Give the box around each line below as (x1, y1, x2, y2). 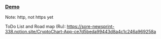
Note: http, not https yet (5, 14, 54, 20)
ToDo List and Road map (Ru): (5, 24, 66, 29)
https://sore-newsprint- (66, 24, 115, 29)
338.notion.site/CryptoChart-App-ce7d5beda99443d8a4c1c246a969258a (5, 29, 156, 35)
